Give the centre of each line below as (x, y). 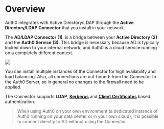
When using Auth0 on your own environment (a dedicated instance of (87, 111)
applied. (13, 87)
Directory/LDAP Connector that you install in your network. (65, 27)
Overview (25, 9)
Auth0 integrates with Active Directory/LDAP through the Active (69, 22)
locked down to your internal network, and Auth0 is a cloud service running (81, 47)
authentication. (20, 102)
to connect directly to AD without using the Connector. (72, 121)
